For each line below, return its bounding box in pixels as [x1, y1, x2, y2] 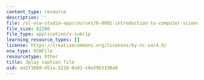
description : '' [6, 14, 47, 20]
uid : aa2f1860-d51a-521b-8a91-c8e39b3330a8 [6, 64, 118, 71]
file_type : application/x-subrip [6, 31, 91, 37]
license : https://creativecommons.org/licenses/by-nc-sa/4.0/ [6, 43, 167, 49]
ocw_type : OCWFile [6, 48, 53, 54]
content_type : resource [6, 8, 67, 15]
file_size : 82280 [6, 25, 50, 32]
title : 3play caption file [6, 59, 75, 65]
